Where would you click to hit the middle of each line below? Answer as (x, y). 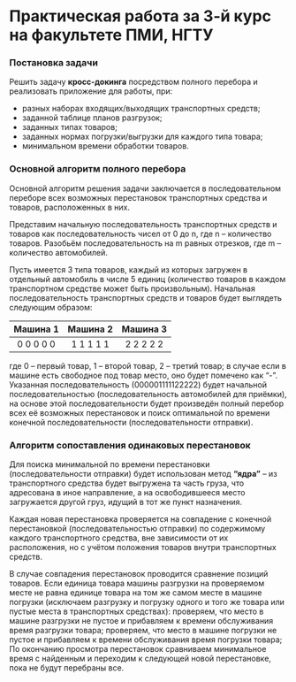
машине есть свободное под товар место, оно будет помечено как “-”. (144, 375)
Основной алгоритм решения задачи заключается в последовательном (145, 188)
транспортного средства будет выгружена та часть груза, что (127, 483)
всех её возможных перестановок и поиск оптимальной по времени (140, 412)
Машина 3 (144, 329)
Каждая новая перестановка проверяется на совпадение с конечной (140, 519)
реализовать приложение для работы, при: (91, 91)
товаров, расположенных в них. (70, 207)
